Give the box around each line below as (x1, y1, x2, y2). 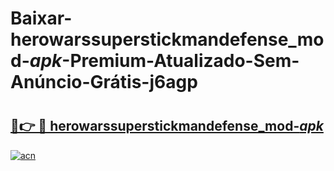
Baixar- (10, 7, 73, 30)
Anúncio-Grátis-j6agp (10, 71, 198, 94)
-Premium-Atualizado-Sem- (61, 50, 300, 72)
